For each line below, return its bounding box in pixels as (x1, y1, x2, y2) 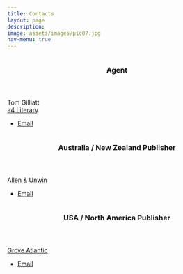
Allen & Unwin (7, 176, 47, 184)
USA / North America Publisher (63, 213, 170, 222)
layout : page (7, 17, 45, 24)
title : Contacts (7, 10, 54, 17)
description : (7, 23, 45, 30)
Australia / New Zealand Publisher (58, 142, 176, 152)
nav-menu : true (7, 36, 51, 43)
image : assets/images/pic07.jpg (7, 29, 101, 37)
